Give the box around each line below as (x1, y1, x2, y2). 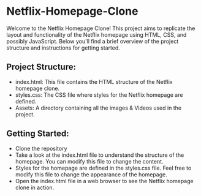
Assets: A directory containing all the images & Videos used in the (15, 104, 182, 111)
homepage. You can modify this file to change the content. (15, 157, 164, 165)
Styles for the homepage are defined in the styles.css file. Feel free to (15, 164, 192, 171)
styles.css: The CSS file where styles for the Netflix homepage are (15, 91, 183, 99)
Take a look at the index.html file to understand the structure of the (15, 151, 184, 159)
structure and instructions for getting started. (6, 44, 121, 51)
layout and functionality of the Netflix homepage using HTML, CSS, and (6, 31, 187, 38)
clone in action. (15, 184, 55, 191)
